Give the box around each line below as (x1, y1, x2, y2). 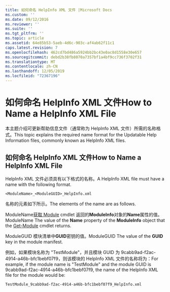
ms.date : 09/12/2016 (5, 17, 49, 22)
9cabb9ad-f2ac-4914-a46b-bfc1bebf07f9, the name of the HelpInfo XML (5, 267, 158, 273)
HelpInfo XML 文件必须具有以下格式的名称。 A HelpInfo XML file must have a (5, 175, 165, 181)
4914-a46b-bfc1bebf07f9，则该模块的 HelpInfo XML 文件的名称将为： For (5, 255, 158, 262)
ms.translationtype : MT (5, 59, 56, 64)
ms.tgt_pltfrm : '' (5, 31, 44, 36)
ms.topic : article (5, 36, 44, 41)
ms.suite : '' (5, 26, 33, 31)
